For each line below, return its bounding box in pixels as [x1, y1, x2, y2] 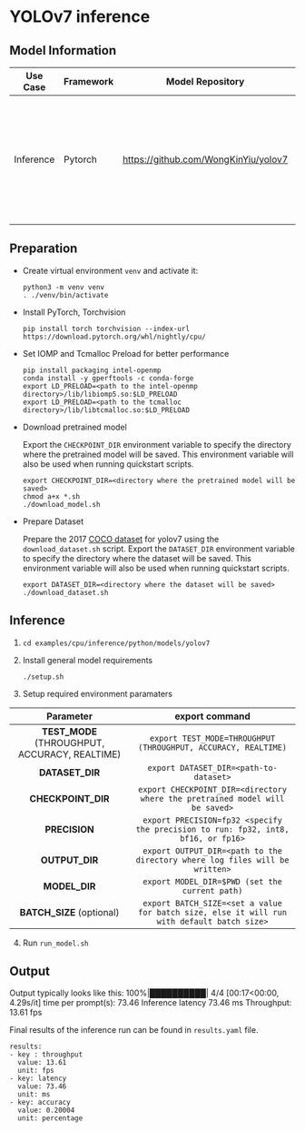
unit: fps [17, 1066, 54, 1076]
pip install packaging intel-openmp [22, 366, 162, 375]
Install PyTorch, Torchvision [22, 307, 126, 318]
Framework [63, 76, 114, 87]
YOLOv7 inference [9, 6, 151, 27]
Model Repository [166, 76, 245, 87]
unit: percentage [17, 1114, 84, 1123]
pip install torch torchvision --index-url [22, 324, 191, 333]
